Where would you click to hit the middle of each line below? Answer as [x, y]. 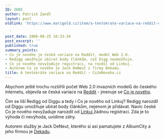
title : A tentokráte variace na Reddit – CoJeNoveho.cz [63, 73]
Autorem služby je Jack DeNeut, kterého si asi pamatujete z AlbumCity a [78, 126]
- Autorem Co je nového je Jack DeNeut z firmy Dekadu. [63, 68]
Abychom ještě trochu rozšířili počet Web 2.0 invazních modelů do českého [81, 87]
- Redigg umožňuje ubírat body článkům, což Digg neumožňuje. [70, 59]
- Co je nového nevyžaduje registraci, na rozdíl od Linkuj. [69, 64]
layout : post [18, 19]
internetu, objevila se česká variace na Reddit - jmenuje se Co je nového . [78, 92]
